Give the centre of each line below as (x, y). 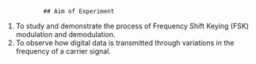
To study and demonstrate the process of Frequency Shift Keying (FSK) (132, 26)
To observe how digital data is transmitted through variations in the (125, 43)
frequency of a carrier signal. (63, 51)
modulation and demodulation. (65, 34)
